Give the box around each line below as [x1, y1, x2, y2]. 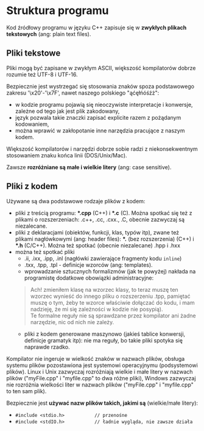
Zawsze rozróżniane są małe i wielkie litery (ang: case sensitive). [6, 163, 172, 171]
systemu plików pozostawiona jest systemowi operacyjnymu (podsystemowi [6, 361, 198, 369]
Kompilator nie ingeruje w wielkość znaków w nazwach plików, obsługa [6, 355, 185, 362]
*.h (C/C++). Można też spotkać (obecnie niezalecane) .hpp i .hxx [15, 242, 181, 249]
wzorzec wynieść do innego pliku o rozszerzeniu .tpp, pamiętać [30, 292, 191, 300]
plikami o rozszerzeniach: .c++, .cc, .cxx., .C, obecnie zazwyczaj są [15, 215, 185, 223]
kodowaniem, [15, 120, 49, 128]
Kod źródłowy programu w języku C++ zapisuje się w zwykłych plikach [6, 24, 187, 31]
